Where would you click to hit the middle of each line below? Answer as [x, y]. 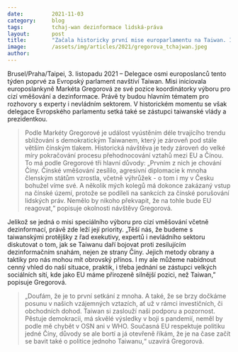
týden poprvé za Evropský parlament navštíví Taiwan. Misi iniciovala [107, 81]
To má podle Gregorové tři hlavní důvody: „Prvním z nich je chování [123, 163]
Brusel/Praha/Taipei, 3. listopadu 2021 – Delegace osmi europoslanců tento [117, 73]
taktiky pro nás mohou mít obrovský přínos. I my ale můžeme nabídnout [112, 259]
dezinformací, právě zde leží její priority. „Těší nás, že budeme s [100, 229]
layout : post [36, 34]
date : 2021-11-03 [45, 14]
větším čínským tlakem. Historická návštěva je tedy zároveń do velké [125, 148]
